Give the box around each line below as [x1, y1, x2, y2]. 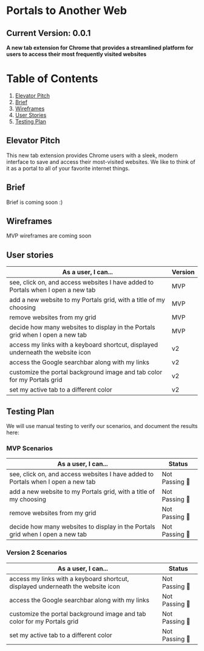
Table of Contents [6, 72, 98, 86]
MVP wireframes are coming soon [6, 232, 92, 239]
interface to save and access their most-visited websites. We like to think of [6, 158, 195, 165]
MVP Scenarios [6, 444, 53, 452]
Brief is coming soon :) [6, 199, 63, 206]
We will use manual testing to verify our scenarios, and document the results [6, 423, 198, 429]
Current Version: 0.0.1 [6, 28, 91, 38]
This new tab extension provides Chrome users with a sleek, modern [6, 152, 178, 159]
